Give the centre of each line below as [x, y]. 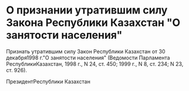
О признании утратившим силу [87, 10]
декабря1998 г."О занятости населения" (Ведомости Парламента [88, 58]
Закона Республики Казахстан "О [93, 23]
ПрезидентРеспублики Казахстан [48, 81]
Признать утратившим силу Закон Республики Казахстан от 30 [86, 51]
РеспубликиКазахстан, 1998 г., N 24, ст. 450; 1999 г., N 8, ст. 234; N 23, [95, 64]
